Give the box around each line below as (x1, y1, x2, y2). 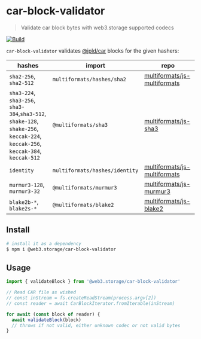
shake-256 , (9, 124, 39, 133)
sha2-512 (9, 80, 34, 86)
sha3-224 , (9, 88, 36, 97)
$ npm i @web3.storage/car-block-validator (6, 246, 117, 252)
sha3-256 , (9, 96, 36, 104)
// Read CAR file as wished (6, 289, 77, 295)
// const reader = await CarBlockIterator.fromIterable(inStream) (6, 300, 175, 306)
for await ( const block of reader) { (6, 311, 100, 317)
